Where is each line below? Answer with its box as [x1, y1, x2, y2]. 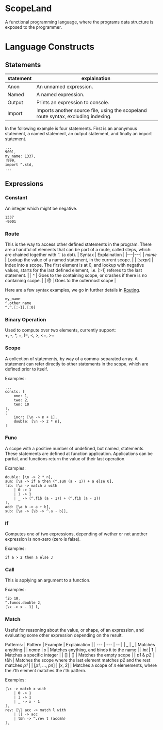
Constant [5, 194, 28, 201]
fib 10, [5, 596, 21, 601]
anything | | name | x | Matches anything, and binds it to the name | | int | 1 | [5, 647, 156, 653]
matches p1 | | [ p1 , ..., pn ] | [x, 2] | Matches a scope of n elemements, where [5, 662, 157, 668]
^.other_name [5, 300, 32, 306]
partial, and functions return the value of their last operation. [5, 456, 126, 461]
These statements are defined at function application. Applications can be [5, 451, 153, 456]
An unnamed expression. [36, 83, 93, 90]
